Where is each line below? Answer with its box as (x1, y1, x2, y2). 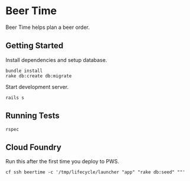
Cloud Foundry (5, 142, 61, 152)
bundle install (5, 68, 43, 74)
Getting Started (5, 41, 64, 51)
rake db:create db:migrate (5, 73, 72, 79)
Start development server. (5, 83, 69, 90)
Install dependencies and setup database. (5, 56, 107, 63)
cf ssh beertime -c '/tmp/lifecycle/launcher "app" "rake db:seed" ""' (5, 169, 185, 175)
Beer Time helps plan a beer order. (5, 24, 90, 31)
